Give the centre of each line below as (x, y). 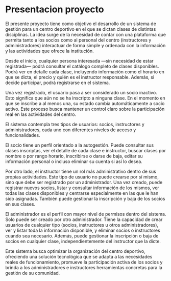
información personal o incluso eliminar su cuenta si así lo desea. (74, 161)
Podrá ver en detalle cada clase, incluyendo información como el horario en (85, 72)
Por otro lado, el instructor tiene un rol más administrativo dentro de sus (81, 171)
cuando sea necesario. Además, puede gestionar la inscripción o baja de (82, 236)
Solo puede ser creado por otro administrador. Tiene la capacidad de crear (84, 219)
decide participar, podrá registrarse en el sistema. (58, 83)
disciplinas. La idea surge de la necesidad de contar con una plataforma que (86, 34)
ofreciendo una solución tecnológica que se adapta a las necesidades (79, 256)
